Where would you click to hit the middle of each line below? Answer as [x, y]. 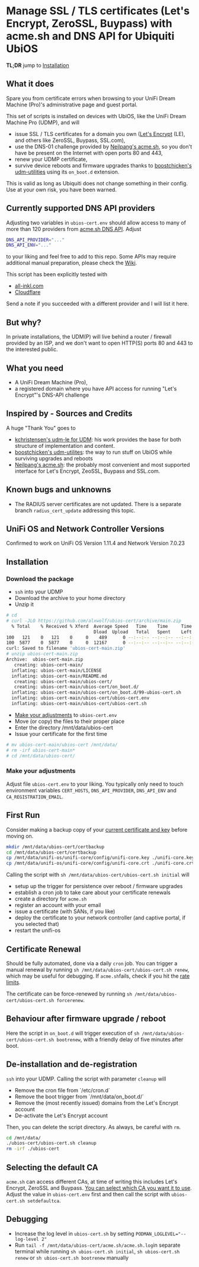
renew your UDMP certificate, [51, 159]
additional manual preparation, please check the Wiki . [72, 263]
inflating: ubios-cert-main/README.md [60, 676]
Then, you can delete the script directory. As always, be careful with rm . [94, 1127]
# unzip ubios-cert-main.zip [42, 654]
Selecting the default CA [52, 1168]
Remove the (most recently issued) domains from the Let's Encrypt [97, 1102]
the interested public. [32, 349]
